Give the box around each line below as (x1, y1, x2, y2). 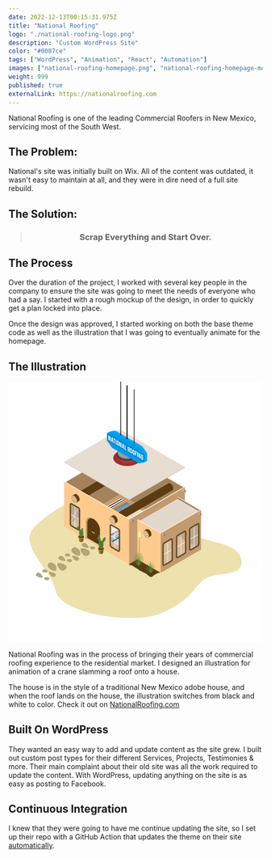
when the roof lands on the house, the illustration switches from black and (8, 691, 255, 700)
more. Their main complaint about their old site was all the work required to (8, 761, 258, 771)
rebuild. (8, 184, 34, 193)
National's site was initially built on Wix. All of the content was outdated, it (8, 167, 254, 176)
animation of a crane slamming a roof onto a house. (8, 666, 180, 676)
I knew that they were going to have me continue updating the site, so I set (8, 823, 256, 833)
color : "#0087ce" (8, 47, 67, 56)
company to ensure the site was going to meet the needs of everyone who (8, 286, 256, 296)
